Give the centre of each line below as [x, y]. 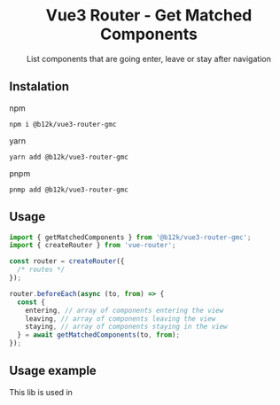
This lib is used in [41, 392]
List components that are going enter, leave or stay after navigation [149, 58]
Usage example [53, 371]
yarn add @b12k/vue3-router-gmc [69, 157]
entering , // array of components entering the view [124, 310]
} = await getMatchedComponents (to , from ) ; [98, 335]
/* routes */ [41, 270]
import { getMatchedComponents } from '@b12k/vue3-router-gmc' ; [130, 237]
